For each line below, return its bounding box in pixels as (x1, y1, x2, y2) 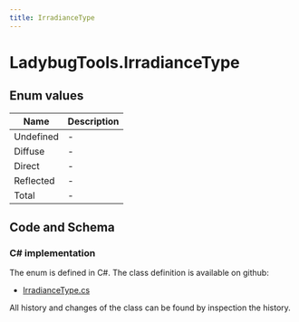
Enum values (9, 88, 84, 104)
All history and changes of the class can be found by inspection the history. (9, 302, 292, 313)
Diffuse (14, 145, 45, 157)
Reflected (14, 174, 55, 186)
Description (67, 115, 120, 128)
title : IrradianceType (9, 13, 95, 23)
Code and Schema (9, 220, 115, 235)
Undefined (14, 130, 59, 143)
